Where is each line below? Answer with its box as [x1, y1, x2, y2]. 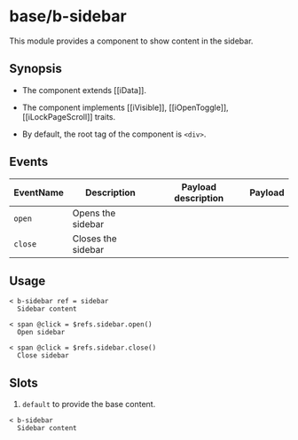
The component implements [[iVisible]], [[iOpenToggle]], [21, 102, 229, 113]
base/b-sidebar [9, 6, 127, 27]
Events [9, 154, 49, 169]
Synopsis [9, 61, 62, 76]
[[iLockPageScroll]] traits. [21, 111, 116, 122]
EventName [13, 186, 65, 199]
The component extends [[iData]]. [21, 84, 146, 95]
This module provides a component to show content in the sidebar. [9, 35, 254, 46]
